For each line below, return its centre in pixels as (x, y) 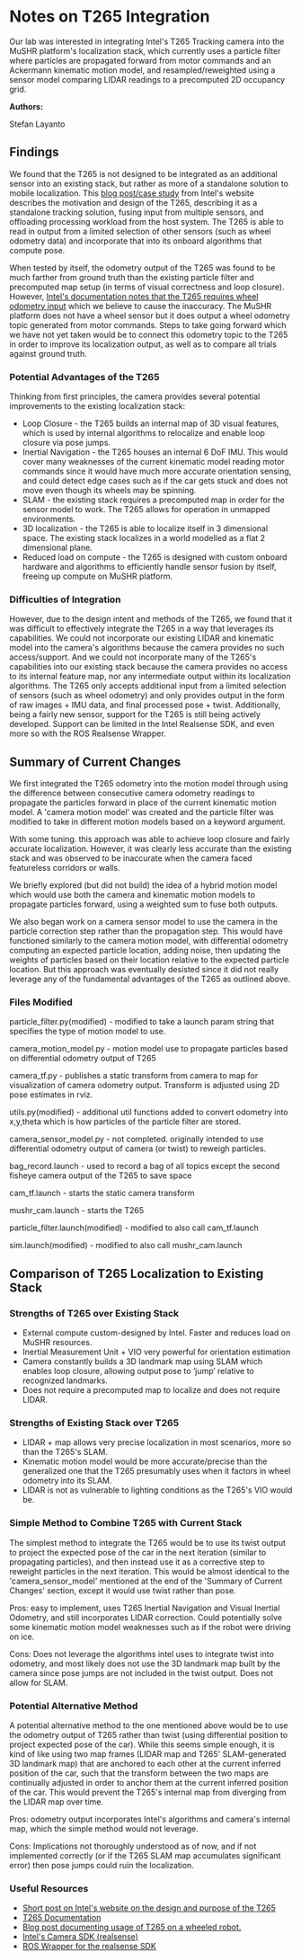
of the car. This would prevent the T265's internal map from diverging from (148, 1792)
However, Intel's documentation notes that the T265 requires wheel (134, 296)
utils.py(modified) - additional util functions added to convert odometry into (149, 1113)
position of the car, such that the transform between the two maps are (139, 1773)
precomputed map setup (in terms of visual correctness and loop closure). (147, 287)
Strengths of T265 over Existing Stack (94, 1313)
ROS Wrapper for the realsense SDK (89, 1947)
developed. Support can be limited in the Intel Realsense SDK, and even (142, 724)
